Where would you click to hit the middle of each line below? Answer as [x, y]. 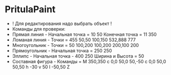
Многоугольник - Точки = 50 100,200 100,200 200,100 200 [76, 45]
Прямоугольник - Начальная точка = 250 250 [62, 51]
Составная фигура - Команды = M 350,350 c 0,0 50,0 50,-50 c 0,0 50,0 [89, 61]
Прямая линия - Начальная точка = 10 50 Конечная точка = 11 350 [84, 34]
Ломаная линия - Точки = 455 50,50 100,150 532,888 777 [74, 40]
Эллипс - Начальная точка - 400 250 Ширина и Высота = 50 [78, 56]
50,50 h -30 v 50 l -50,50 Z [41, 67]
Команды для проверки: [39, 29]
